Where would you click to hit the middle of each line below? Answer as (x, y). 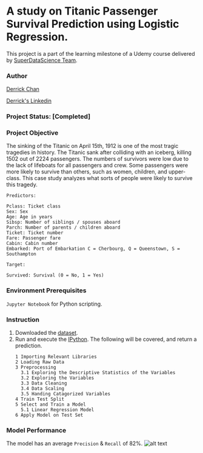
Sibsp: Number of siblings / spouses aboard (63, 223)
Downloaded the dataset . (46, 333)
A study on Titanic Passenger (82, 11)
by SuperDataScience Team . (42, 60)
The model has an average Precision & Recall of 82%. (75, 443)
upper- (177, 172)
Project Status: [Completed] (48, 116)
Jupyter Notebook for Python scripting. (54, 304)
